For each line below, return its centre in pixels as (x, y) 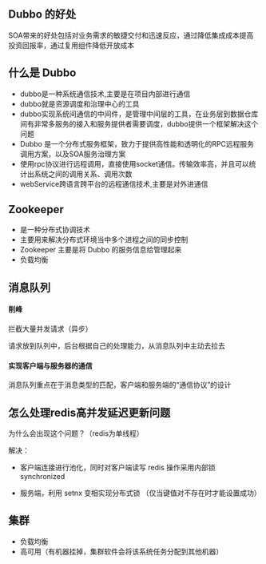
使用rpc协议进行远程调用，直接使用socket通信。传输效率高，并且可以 (134, 163)
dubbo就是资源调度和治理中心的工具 (79, 103)
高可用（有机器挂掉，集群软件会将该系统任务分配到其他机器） (121, 551)
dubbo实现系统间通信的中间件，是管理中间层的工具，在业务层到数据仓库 (139, 114)
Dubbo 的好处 (42, 14)
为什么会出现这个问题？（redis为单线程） (76, 433)
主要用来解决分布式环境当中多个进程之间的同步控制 (104, 240)
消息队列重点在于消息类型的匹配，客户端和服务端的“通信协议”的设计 (120, 385)
